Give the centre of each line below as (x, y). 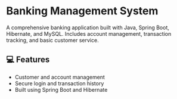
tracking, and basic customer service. (53, 40)
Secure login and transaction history (59, 83)
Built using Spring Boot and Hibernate (61, 89)
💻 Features (28, 60)
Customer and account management (60, 77)
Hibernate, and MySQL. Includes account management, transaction (89, 33)
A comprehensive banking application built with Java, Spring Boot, (88, 27)
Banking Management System (82, 11)
